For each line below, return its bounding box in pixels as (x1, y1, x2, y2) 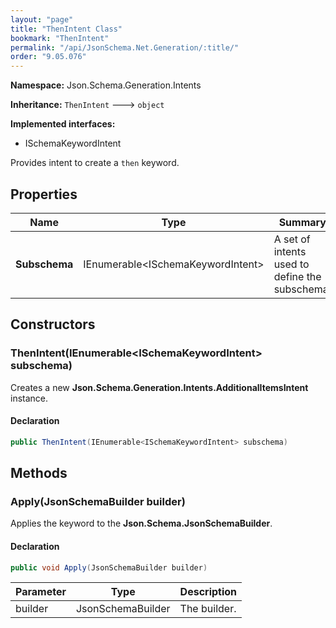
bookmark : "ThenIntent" (10, 33, 110, 43)
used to (273, 257, 310, 271)
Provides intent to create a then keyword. (10, 157, 180, 169)
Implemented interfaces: (10, 118, 116, 130)
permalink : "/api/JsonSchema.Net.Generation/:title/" (10, 42, 240, 53)
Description (179, 585, 238, 599)
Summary (278, 215, 327, 229)
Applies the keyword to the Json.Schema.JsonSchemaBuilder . (10, 517, 273, 530)
